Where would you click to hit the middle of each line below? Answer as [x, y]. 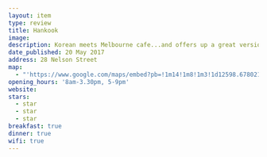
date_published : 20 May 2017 [56, 52]
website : [23, 89]
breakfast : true [35, 126]
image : [19, 38]
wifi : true [26, 141]
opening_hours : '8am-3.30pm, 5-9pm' [69, 82]
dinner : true [30, 133]
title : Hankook [33, 30]
